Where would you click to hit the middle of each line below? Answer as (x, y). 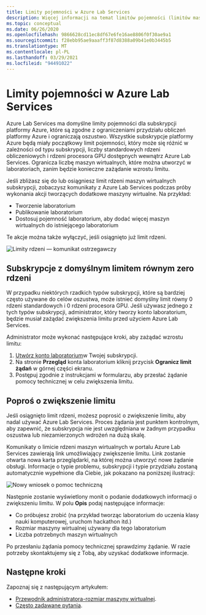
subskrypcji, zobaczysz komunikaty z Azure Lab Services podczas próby (99, 187)
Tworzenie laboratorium (45, 206)
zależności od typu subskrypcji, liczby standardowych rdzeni (83, 149)
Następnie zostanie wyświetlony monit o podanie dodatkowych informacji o (102, 497)
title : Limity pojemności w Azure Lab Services (68, 12)
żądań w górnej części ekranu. (54, 369)
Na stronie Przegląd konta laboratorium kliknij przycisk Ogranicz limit (103, 362)
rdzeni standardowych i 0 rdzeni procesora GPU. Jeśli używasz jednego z (100, 306)
